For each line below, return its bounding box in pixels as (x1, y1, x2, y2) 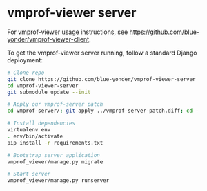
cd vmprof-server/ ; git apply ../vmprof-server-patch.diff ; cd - (7, 107, 199, 115)
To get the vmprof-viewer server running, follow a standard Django (7, 48, 197, 57)
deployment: (7, 55, 43, 64)
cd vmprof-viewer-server (7, 82, 79, 89)
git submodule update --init (7, 89, 91, 95)
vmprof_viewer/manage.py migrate (7, 158, 103, 165)
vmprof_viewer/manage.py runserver (7, 177, 110, 184)
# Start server (7, 171, 51, 178)
